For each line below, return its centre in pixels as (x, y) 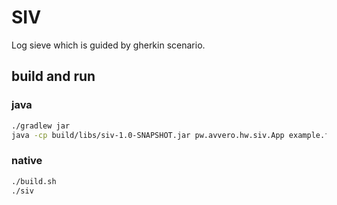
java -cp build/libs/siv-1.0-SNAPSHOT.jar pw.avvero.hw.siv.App (148, 135)
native (27, 161)
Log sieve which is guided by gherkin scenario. (108, 45)
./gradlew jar (41, 126)
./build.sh (34, 181)
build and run (53, 76)
